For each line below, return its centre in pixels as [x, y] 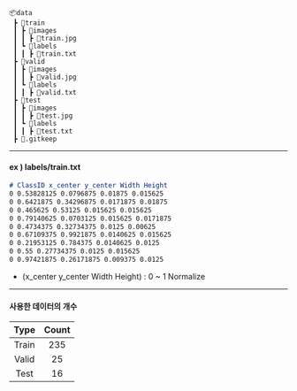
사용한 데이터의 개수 [43, 306]
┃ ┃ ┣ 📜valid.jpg [45, 77]
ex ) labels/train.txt [45, 166]
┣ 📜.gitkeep [35, 139]
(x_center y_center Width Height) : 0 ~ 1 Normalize [114, 276]
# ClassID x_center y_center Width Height [88, 186]
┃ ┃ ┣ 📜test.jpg [43, 116]
